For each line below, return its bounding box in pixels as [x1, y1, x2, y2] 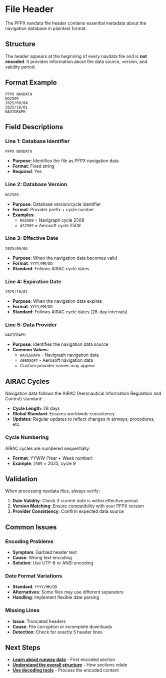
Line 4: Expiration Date [5, 278, 61, 285]
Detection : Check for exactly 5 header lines [12, 629, 103, 635]
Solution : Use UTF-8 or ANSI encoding [12, 560, 93, 566]
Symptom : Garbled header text [12, 549, 77, 555]
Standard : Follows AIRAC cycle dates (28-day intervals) [12, 309, 127, 315]
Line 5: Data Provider [5, 321, 57, 328]
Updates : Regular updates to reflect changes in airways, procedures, [12, 416, 155, 422]
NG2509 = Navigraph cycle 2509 [19, 217, 84, 223]
